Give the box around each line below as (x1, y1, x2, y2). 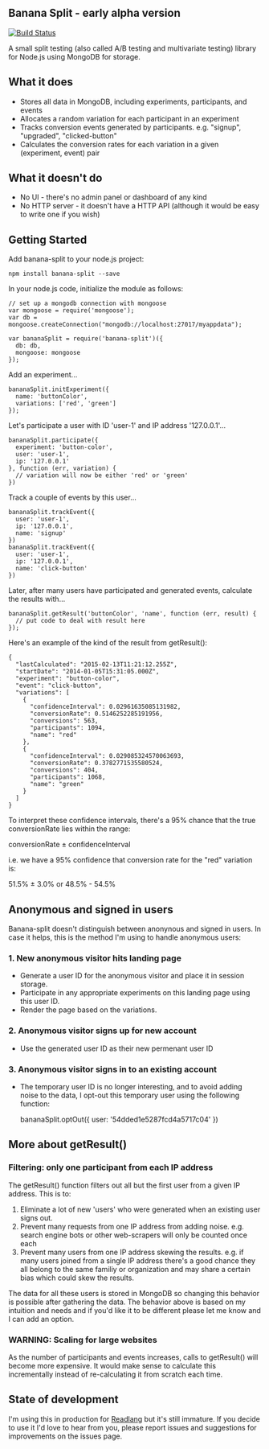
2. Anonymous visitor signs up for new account (8, 1025, 197, 1036)
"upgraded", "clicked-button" (19, 130, 118, 140)
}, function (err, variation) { (8, 464, 116, 473)
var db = (8, 314, 38, 322)
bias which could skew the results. (19, 1273, 135, 1282)
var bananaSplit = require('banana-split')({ (8, 335, 163, 343)
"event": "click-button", (15, 681, 103, 690)
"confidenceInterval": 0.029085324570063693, (29, 752, 185, 760)
